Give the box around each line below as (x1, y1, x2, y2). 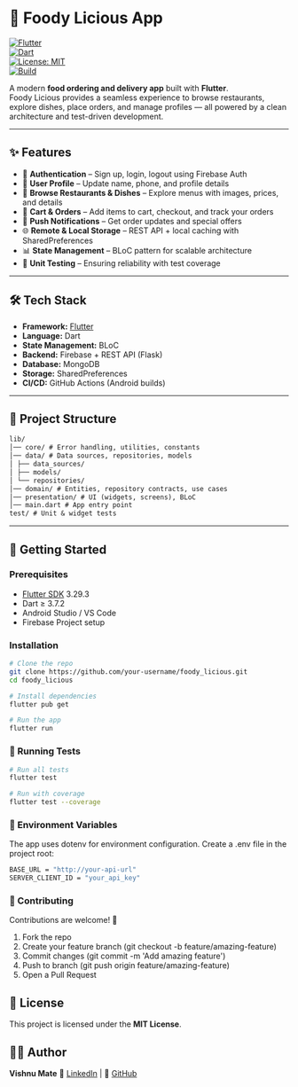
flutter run (9, 724, 53, 733)
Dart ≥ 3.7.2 (21, 598, 65, 608)
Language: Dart (21, 330, 82, 340)
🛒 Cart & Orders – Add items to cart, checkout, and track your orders (21, 206, 274, 216)
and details (21, 197, 63, 207)
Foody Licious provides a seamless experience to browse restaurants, (9, 92, 265, 103)
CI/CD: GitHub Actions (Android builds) (21, 377, 166, 388)
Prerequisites (9, 568, 68, 581)
